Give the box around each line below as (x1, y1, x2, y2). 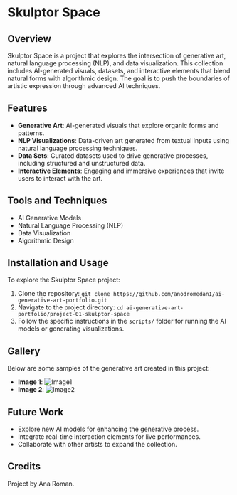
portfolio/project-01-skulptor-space (17, 311, 130, 318)
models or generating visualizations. (17, 324, 125, 333)
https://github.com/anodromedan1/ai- (112, 291, 226, 298)
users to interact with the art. (17, 174, 103, 182)
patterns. (17, 129, 45, 137)
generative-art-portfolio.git (17, 297, 108, 304)
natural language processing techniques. (17, 144, 138, 152)
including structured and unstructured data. (17, 159, 146, 167)
